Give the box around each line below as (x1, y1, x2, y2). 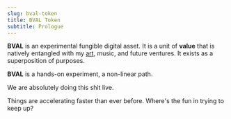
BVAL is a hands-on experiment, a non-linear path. (7, 70, 153, 78)
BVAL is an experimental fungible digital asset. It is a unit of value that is (7, 42, 215, 51)
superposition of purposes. (7, 57, 86, 65)
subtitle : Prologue (7, 23, 64, 30)
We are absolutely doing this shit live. (7, 84, 114, 92)
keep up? (7, 104, 34, 113)
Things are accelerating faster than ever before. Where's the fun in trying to (7, 97, 225, 105)
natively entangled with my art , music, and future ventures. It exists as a (7, 49, 214, 57)
